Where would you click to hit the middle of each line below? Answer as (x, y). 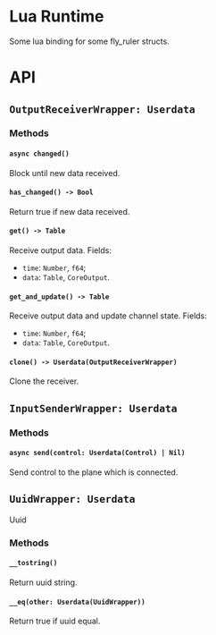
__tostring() (33, 563)
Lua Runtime (57, 17)
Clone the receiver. (44, 381)
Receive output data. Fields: (60, 250)
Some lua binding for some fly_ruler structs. (89, 41)
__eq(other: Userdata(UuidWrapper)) (77, 602)
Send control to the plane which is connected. (94, 472)
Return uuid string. (43, 582)
